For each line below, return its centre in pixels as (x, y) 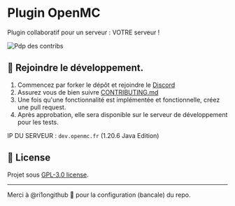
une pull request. (42, 107)
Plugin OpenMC (54, 13)
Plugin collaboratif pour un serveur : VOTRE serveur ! (84, 32)
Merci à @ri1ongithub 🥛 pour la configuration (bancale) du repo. (99, 195)
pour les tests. (38, 122)
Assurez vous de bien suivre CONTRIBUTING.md (88, 92)
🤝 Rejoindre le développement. (76, 68)
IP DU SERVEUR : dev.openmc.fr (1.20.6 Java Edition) (83, 135)
